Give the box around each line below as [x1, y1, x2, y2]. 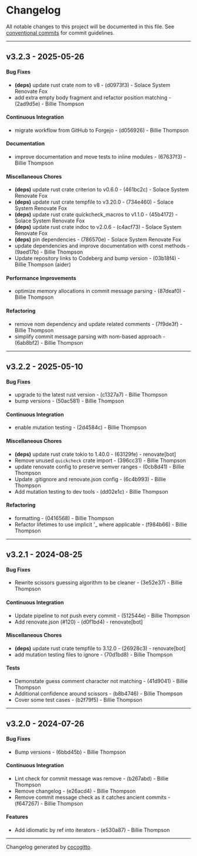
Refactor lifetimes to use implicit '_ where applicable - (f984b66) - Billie [14, 521, 188, 528]
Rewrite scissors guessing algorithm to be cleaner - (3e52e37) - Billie [14, 579, 183, 586]
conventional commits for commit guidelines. [6, 29, 115, 36]
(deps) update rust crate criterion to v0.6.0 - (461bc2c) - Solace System [14, 186, 189, 193]
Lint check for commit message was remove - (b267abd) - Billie [14, 775, 169, 782]
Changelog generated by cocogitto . [6, 843, 92, 850]
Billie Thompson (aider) [14, 261, 72, 268]
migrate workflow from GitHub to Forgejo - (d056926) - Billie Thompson [14, 126, 189, 134]
